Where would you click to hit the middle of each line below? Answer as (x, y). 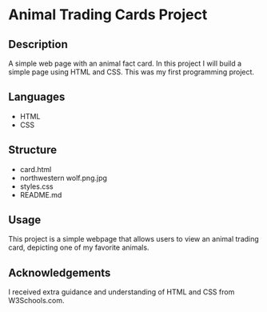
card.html (36, 169)
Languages (37, 97)
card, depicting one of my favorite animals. (79, 248)
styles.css (36, 186)
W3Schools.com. (36, 301)
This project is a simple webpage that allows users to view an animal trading (134, 239)
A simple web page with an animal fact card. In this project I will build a (125, 63)
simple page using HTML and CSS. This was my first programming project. (131, 72)
